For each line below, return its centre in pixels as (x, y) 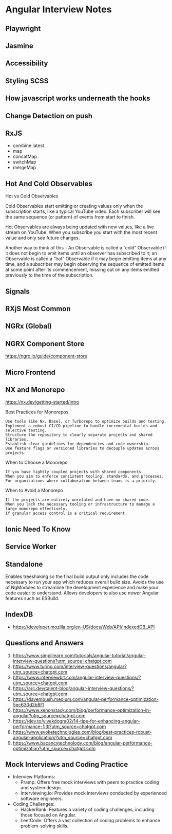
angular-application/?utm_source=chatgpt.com (62, 737)
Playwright (23, 29)
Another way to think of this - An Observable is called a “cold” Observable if (86, 248)
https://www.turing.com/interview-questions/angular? (70, 666)
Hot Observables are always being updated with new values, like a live (80, 227)
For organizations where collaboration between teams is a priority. (81, 481)
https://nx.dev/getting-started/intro (42, 402)
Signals (17, 291)
